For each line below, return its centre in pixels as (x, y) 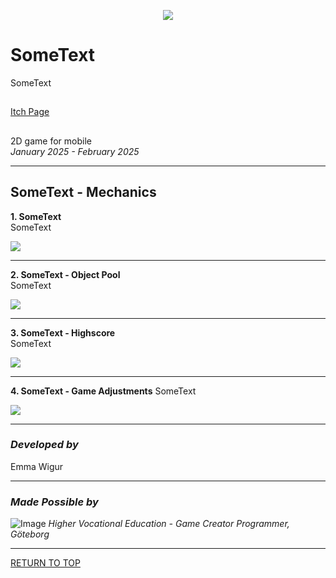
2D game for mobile (51, 141)
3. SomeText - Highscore (63, 332)
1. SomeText (36, 216)
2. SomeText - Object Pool (65, 274)
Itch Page (30, 112)
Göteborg (30, 534)
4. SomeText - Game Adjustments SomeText (103, 391)
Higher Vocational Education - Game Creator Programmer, (169, 524)
